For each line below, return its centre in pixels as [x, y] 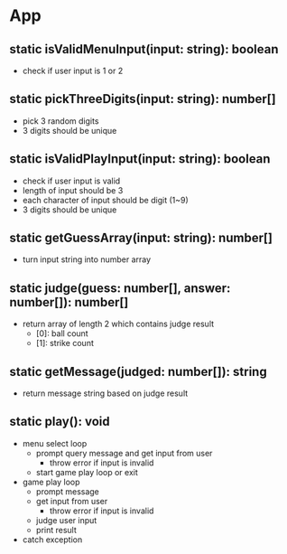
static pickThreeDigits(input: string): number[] [143, 99]
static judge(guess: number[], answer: [120, 288]
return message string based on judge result [105, 393]
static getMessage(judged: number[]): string [139, 371]
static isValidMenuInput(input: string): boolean [144, 49]
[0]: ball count [62, 333]
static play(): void [60, 422]
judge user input [66, 520]
